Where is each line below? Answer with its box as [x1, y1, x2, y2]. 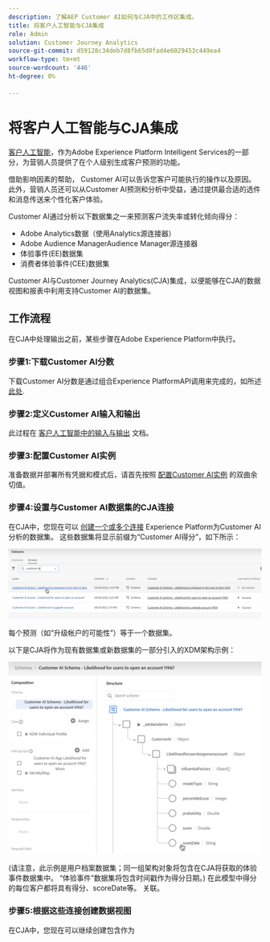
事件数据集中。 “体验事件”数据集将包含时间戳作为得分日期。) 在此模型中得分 [8, 873, 257, 883]
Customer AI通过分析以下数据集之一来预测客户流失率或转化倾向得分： [8, 211, 239, 221]
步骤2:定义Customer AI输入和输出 [8, 408, 141, 420]
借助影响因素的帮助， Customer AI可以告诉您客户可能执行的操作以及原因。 [8, 174, 256, 184]
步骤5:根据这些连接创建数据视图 [8, 905, 132, 916]
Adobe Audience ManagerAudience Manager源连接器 [19, 238, 198, 248]
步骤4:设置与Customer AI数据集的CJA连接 [8, 502, 174, 514]
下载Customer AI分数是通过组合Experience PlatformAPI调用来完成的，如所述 [8, 376, 262, 386]
